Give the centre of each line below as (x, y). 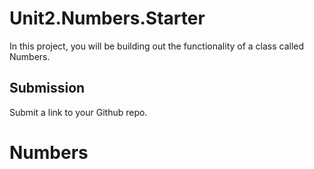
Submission (47, 88)
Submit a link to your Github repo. (78, 112)
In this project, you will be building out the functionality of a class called (157, 46)
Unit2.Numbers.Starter (107, 18)
